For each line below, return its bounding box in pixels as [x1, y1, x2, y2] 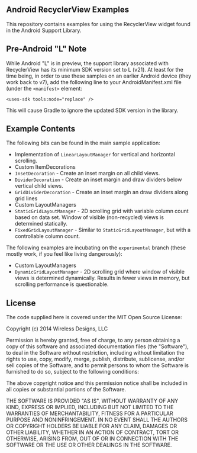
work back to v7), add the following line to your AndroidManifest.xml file [6, 78, 182, 85]
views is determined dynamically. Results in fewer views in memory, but [14, 275, 190, 282]
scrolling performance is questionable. [14, 281, 109, 288]
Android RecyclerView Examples [6, 5, 130, 15]
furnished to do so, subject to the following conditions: [6, 368, 139, 375]
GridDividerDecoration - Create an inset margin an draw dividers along [14, 189, 188, 196]
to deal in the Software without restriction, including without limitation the [6, 349, 185, 356]
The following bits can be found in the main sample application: [6, 139, 161, 147]
